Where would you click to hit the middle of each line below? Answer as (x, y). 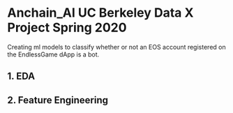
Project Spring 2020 (67, 28)
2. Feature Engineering (58, 100)
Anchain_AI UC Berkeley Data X (100, 13)
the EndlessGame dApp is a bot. (53, 54)
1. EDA (21, 76)
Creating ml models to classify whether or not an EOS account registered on (116, 47)
